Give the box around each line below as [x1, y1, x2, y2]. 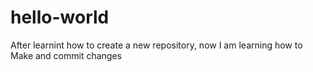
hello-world [10, 6, 110, 29]
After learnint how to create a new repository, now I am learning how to [10, 39, 303, 51]
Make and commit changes [10, 49, 122, 61]
